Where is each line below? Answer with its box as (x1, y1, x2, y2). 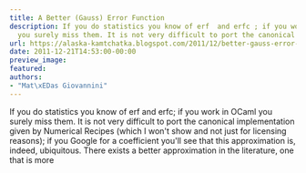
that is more (9, 154, 55, 165)
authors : (9, 73, 43, 82)
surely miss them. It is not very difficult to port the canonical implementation (9, 116, 295, 127)
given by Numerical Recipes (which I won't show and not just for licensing (9, 125, 287, 137)
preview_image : (9, 56, 67, 65)
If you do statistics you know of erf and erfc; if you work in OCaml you (9, 106, 273, 117)
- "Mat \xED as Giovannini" (9, 81, 107, 90)
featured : (9, 65, 47, 74)
